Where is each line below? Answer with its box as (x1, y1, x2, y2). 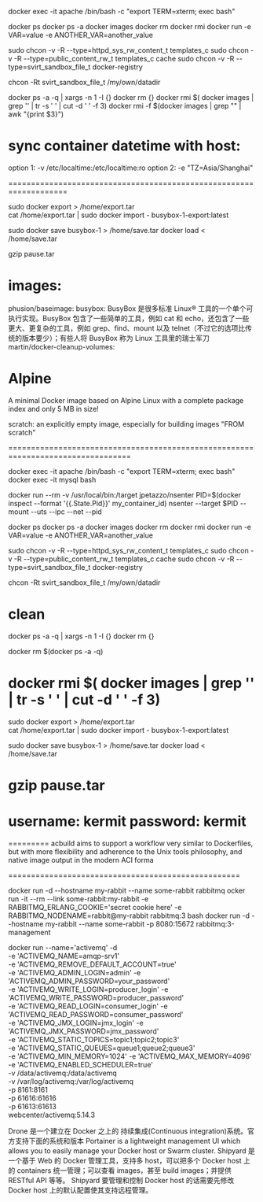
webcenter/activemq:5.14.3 (8, 1110, 96, 1119)
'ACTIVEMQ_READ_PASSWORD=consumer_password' (8, 1009, 184, 1019)
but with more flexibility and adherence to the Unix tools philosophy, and (8, 846, 243, 856)
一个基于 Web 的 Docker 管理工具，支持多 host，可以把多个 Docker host (8, 1156, 242, 1165)
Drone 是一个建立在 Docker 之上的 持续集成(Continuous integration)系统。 (8, 1126, 248, 1136)
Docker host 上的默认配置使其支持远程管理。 (8, 1185, 153, 1195)
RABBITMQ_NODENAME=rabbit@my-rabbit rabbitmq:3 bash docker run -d (8, 911, 250, 920)
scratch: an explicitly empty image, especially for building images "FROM (8, 419, 245, 428)
